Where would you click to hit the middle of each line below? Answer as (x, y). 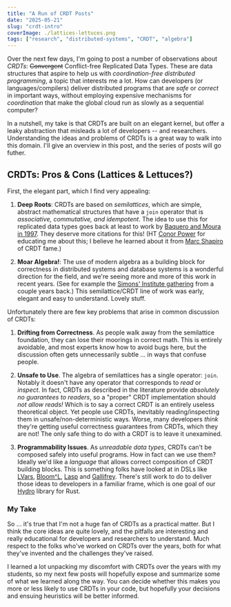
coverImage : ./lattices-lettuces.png (61, 33)
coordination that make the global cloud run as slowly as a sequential (106, 103)
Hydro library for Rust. (49, 491)
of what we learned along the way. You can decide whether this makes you (114, 581)
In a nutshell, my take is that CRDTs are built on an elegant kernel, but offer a (116, 123)
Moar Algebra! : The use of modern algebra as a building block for (111, 261)
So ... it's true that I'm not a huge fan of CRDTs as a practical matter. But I (111, 524)
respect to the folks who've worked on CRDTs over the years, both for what (114, 546)
